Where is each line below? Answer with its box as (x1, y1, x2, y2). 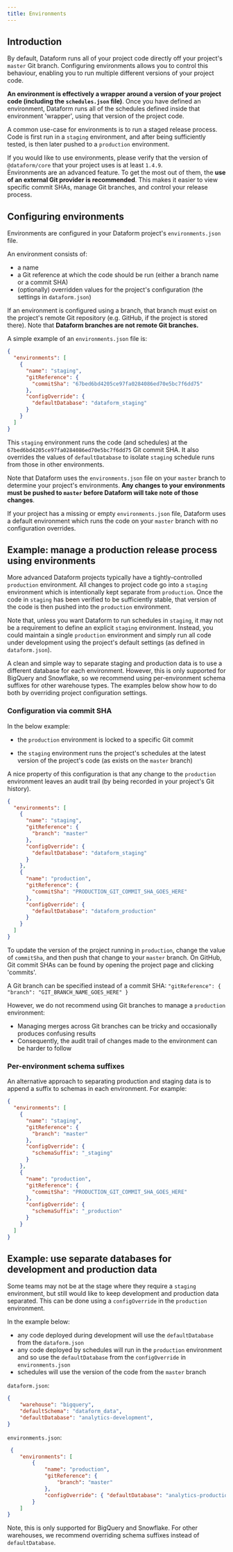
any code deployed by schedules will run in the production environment (17, 1346, 223, 1354)
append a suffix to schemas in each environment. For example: (7, 1085, 187, 1093)
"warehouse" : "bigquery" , (19, 1401, 95, 1408)
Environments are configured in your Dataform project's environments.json (7, 229, 221, 237)
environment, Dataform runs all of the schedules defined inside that (7, 105, 200, 113)
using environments (7, 555, 96, 567)
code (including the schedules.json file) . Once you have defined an (7, 97, 201, 106)
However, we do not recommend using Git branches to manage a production (7, 1001, 226, 1009)
